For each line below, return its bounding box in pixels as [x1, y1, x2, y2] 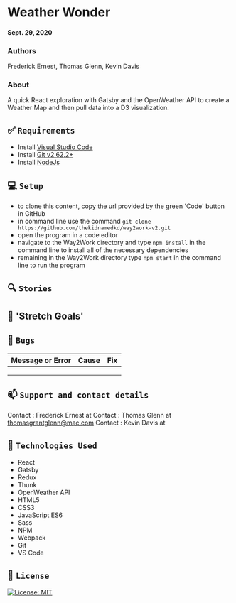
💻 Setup [7, 179, 44, 192]
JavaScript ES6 [17, 511, 63, 519]
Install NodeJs [17, 158, 60, 167]
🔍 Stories [7, 282, 53, 295]
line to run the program [17, 261, 85, 269]
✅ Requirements [7, 124, 75, 136]
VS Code [17, 548, 44, 558]
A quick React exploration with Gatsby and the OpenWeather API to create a [7, 96, 230, 104]
